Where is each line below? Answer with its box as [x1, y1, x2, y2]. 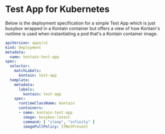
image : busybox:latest [23, 114, 70, 119]
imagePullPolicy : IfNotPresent [23, 124, 88, 129]
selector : [9, 63, 30, 68]
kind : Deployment [5, 45, 41, 50]
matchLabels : [14, 68, 41, 73]
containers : [18, 105, 43, 110]
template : [9, 77, 30, 82]
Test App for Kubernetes [5, 3, 110, 15]
